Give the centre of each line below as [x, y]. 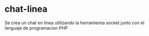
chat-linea [26, 9]
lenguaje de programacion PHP [36, 28]
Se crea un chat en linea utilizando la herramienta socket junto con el [74, 23]
